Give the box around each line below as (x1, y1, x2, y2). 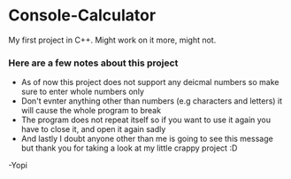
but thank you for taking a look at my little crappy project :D (20, 143, 238, 153)
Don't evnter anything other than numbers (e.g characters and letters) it (20, 96, 283, 106)
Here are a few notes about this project (8, 57, 179, 69)
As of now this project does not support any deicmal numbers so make (20, 77, 280, 88)
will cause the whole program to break (20, 105, 161, 116)
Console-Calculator (8, 5, 157, 26)
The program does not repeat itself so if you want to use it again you (20, 114, 272, 125)
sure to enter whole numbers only (20, 86, 145, 97)
